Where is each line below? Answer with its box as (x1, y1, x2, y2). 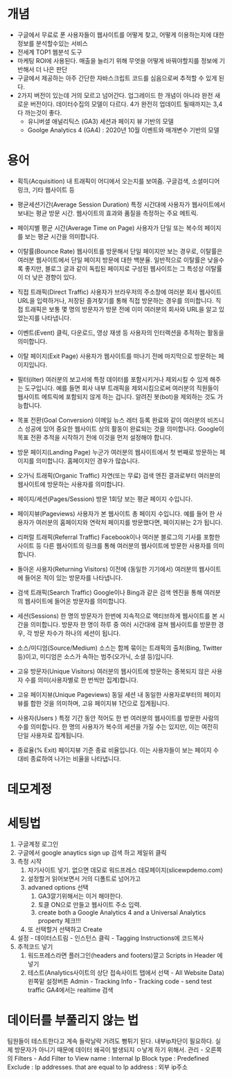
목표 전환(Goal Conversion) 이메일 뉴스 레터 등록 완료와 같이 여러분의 (17, 416, 206, 424)
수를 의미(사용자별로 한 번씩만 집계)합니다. (24, 675, 139, 684)
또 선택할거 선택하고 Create (27, 926, 102, 933)
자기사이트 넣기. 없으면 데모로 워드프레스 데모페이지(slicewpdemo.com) (27, 866, 223, 874)
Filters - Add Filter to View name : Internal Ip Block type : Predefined (14, 1054, 209, 1062)
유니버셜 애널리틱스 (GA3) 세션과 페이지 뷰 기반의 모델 (27, 117, 175, 125)
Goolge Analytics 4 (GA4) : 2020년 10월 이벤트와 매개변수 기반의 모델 (27, 125, 220, 134)
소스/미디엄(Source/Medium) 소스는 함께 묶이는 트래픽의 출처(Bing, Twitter (17, 644, 223, 652)
